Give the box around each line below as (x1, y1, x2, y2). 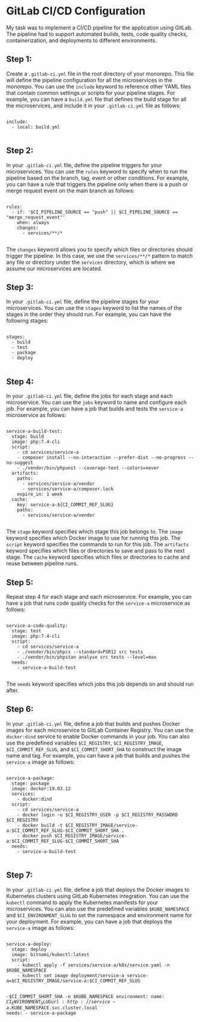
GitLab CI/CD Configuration (6, 4, 146, 18)
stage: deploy (11, 946, 47, 952)
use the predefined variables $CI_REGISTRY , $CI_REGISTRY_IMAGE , (6, 739, 163, 746)
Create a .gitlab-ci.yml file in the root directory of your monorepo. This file (6, 70, 194, 77)
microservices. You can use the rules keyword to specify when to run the (6, 168, 187, 175)
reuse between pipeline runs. (6, 560, 78, 567)
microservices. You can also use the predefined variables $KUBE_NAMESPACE (6, 905, 190, 912)
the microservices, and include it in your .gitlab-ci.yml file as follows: (6, 102, 181, 109)
